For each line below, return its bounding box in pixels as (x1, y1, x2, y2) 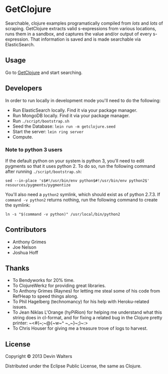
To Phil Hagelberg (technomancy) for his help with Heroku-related (12, 299, 149, 305)
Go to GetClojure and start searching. (5, 69, 83, 75)
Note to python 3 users (5, 146, 63, 153)
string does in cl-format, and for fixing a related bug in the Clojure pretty (12, 315, 162, 321)
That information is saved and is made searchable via (30, 36, 141, 42)
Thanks (5, 264, 30, 272)
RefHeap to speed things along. (12, 293, 78, 300)
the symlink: (5, 202, 31, 208)
